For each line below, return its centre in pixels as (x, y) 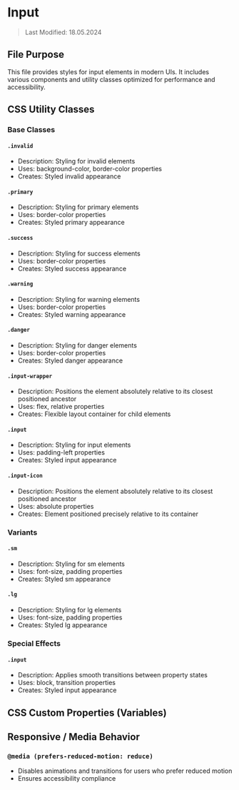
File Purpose (36, 55)
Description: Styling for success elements (79, 253)
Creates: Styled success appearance (72, 268)
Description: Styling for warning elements (79, 299)
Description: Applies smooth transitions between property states (113, 675)
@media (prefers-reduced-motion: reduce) (80, 756)
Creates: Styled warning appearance (72, 314)
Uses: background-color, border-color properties (90, 169)
